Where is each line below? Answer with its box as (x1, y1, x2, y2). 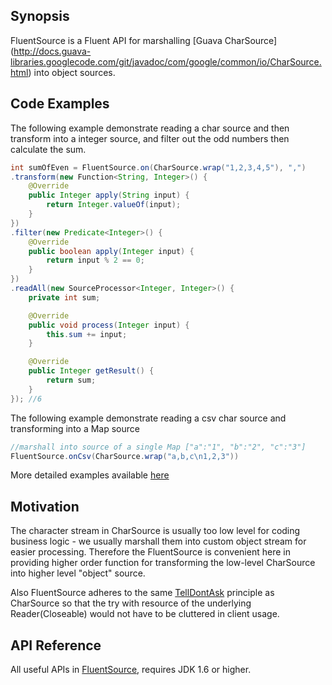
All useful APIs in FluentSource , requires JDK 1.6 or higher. (10, 664, 252, 675)
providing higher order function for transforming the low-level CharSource (10, 557, 316, 569)
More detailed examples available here (10, 469, 170, 481)
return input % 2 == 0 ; (46, 255, 145, 266)
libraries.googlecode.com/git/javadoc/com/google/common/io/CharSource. (10, 55, 322, 68)
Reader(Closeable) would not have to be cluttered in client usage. (10, 608, 280, 620)
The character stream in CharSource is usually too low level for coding (10, 525, 301, 537)
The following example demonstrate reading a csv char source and (10, 412, 287, 424)
